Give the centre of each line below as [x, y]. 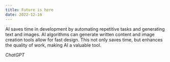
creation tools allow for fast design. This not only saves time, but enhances [84, 40]
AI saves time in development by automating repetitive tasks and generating [85, 29]
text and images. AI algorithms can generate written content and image [80, 34]
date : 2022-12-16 [24, 15]
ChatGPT [15, 55]
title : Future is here [29, 10]
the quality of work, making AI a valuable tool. [53, 45]
